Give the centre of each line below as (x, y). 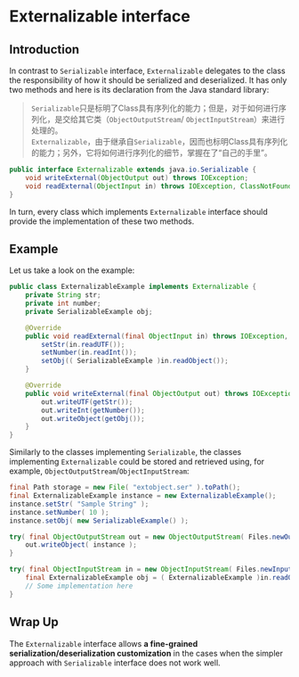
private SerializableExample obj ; (89, 311)
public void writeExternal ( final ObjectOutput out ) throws (137, 393)
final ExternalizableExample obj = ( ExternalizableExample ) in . (149, 578)
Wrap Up (34, 622)
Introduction (44, 50)
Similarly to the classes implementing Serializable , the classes (125, 452)
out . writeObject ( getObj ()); (93, 418)
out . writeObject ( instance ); (81, 545)
